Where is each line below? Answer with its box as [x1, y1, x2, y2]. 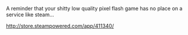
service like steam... [6, 11, 54, 18]
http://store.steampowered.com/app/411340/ [6, 23, 114, 29]
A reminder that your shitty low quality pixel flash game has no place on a [6, 5, 183, 12]
